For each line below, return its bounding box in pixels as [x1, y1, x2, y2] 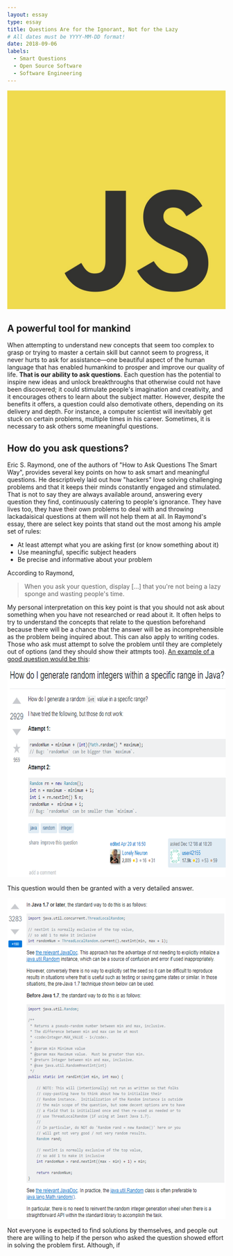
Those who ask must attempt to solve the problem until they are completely [7, 640, 223, 649]
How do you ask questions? [7, 442, 129, 454]
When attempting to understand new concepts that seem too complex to [7, 341, 215, 349]
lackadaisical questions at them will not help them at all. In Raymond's [7, 513, 207, 521]
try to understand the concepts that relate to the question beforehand [7, 618, 206, 627]
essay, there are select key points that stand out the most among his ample [7, 520, 222, 528]
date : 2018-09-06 [7, 40, 58, 48]
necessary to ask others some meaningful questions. [7, 422, 159, 431]
